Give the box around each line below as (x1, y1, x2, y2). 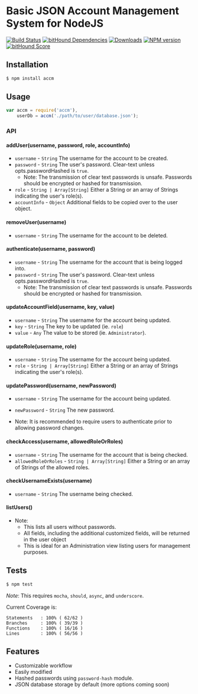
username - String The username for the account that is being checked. (14, 451, 188, 458)
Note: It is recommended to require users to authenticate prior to (14, 418, 173, 425)
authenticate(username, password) (6, 246, 96, 253)
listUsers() (6, 504, 33, 511)
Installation (6, 60, 48, 70)
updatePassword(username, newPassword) (6, 382, 116, 389)
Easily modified (14, 669, 53, 676)
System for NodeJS (6, 17, 104, 30)
